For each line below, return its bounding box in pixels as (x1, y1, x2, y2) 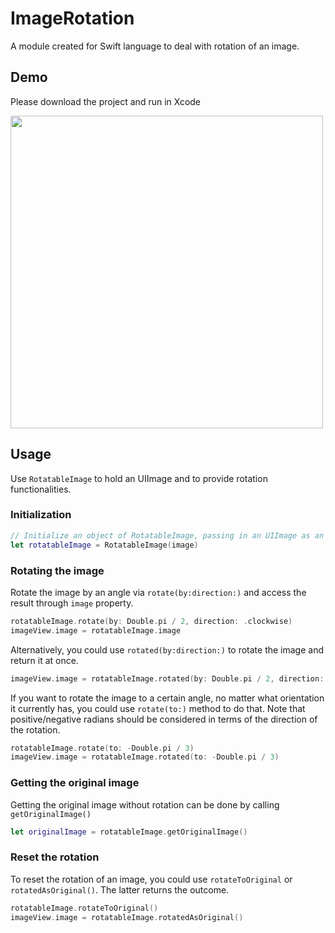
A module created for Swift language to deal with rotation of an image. (10, 40, 300, 52)
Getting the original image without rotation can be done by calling (10, 798, 280, 811)
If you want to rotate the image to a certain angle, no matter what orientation (10, 692, 325, 704)
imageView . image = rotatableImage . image (10, 625, 182, 636)
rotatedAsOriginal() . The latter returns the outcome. (10, 883, 230, 896)
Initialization (10, 508, 72, 522)
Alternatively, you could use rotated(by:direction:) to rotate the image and (10, 643, 324, 656)
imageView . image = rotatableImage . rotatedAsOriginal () (10, 912, 244, 922)
